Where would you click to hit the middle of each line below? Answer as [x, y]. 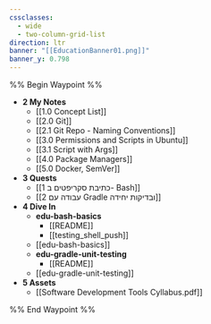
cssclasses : [31, 17]
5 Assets [39, 282]
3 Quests [39, 178]
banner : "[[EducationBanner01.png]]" [80, 51]
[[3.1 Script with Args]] [76, 149]
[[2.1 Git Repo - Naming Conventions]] [105, 130]
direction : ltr [38, 43]
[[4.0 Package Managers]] [84, 159]
